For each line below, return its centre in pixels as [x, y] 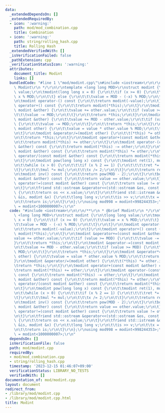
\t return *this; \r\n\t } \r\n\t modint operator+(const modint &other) [85, 265]
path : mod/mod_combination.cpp [46, 28]
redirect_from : [21, 389]
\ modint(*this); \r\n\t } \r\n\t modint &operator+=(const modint [80, 234]
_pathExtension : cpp [30, 60]
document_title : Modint [38, 74]
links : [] [24, 78]
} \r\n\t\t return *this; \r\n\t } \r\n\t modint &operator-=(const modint [87, 243]
